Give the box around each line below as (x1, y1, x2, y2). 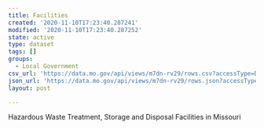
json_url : (8, 77, 41, 84)
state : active (8, 33, 55, 41)
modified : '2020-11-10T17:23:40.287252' (8, 26, 143, 34)
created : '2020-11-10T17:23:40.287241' (8, 19, 139, 27)
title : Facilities (8, 11, 68, 20)
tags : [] (8, 48, 37, 56)
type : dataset (8, 41, 55, 48)
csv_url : (8, 70, 37, 77)
